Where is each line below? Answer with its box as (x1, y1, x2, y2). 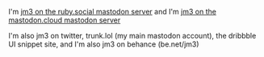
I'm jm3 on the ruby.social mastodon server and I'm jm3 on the (8, 7, 216, 16)
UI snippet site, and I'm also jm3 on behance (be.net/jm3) (8, 39, 199, 49)
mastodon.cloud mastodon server (8, 15, 121, 25)
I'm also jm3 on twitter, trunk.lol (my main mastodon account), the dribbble (8, 31, 257, 40)
